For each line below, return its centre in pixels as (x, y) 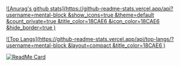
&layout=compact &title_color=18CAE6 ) (117, 45)
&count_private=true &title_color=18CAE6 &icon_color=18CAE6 (83, 21)
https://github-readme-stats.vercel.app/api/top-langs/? (106, 39)
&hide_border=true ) (31, 27)
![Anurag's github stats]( (36, 9)
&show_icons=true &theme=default (111, 15)
